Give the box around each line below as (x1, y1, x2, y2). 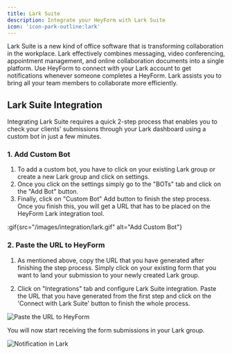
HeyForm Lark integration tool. (17, 210, 105, 218)
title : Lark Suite (7, 10, 60, 17)
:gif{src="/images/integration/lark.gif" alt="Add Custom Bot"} (7, 223, 182, 231)
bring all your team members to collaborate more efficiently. (7, 79, 178, 87)
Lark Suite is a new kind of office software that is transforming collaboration (7, 42, 224, 51)
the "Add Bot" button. (17, 187, 79, 196)
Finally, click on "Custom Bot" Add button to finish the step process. (17, 195, 211, 203)
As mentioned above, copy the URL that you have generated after (17, 256, 204, 264)
